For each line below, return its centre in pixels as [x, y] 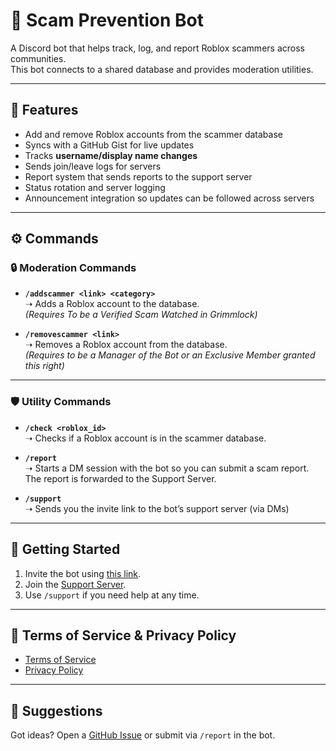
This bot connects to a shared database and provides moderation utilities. [162, 69]
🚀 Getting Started [65, 549]
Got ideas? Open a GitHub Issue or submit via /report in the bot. [143, 735]
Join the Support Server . [75, 584]
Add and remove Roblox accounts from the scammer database [153, 134]
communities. [38, 58]
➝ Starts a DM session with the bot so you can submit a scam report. [167, 468]
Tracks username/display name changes [111, 155]
